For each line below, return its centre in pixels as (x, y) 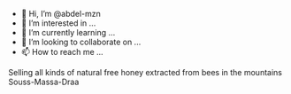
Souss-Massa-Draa (44, 82)
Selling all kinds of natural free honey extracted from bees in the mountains (145, 72)
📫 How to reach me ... (62, 52)
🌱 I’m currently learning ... (68, 32)
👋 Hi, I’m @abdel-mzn (61, 14)
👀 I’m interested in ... (58, 23)
